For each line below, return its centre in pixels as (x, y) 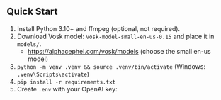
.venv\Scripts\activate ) (53, 74)
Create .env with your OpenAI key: (67, 89)
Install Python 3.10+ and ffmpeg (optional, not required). (98, 28)
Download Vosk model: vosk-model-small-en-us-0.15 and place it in (115, 36)
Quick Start (32, 12)
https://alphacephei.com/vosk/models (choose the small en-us (119, 51)
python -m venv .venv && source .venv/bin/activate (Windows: (111, 66)
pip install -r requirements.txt (66, 82)
